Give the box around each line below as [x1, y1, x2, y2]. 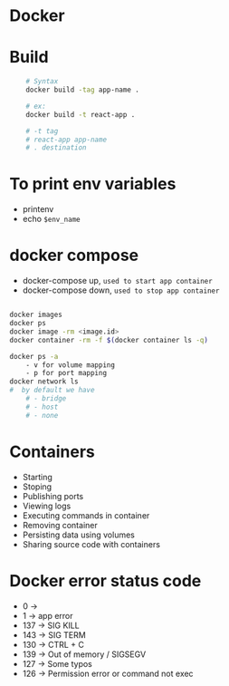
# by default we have [9, 386, 95, 395]
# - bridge [25, 394, 67, 403]
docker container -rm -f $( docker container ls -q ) [9, 335, 208, 344]
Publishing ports [22, 490, 84, 501]
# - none [25, 411, 59, 420]
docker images [9, 310, 63, 320]
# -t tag [25, 126, 59, 136]
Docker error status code [9, 570, 202, 591]
